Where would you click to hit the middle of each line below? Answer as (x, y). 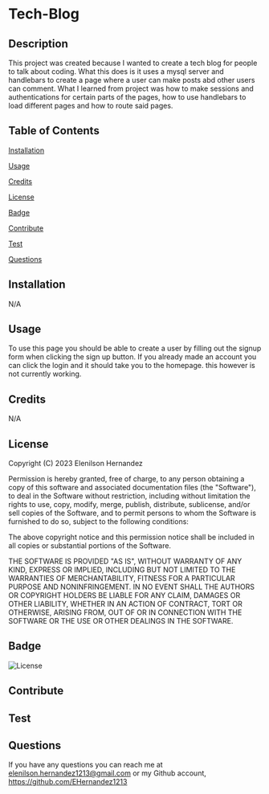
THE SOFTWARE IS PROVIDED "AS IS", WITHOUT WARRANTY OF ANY (125, 561)
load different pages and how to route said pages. (91, 106)
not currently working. (45, 374)
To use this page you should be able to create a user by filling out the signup (135, 348)
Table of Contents (54, 131)
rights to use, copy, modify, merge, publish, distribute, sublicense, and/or (129, 505)
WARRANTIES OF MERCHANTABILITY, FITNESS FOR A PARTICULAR (122, 579)
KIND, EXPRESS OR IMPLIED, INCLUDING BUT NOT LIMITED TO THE (122, 570)
